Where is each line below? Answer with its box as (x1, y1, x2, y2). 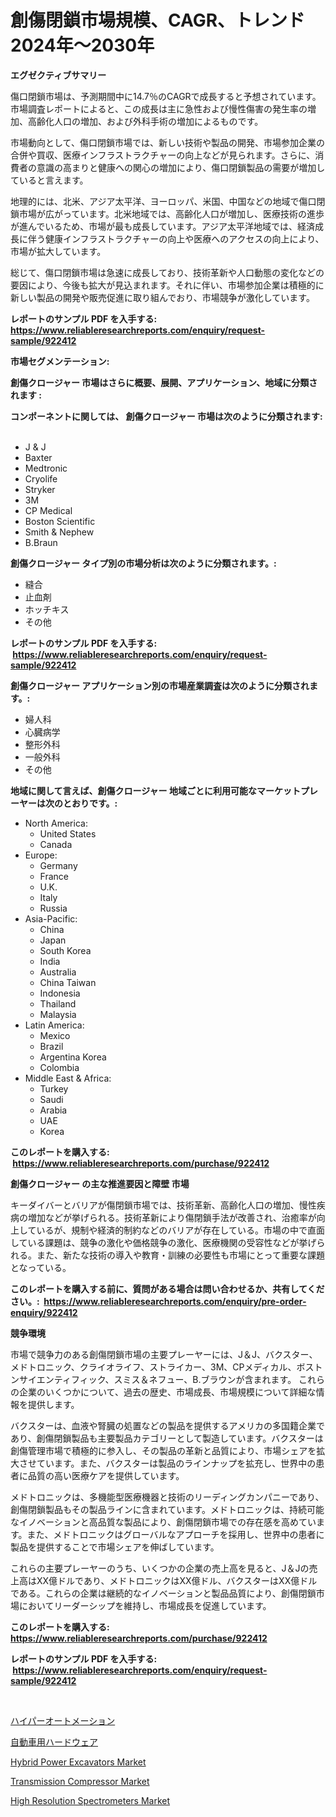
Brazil (39, 1040, 64, 1052)
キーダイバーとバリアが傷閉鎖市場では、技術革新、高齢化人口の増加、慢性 (10, 1199, 317, 1211)
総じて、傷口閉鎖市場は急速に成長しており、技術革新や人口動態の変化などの (10, 266, 325, 278)
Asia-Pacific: (24, 912, 78, 925)
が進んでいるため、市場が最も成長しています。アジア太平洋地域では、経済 (10, 220, 315, 232)
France (39, 870, 70, 882)
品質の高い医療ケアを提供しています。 (27, 1469, 185, 1481)
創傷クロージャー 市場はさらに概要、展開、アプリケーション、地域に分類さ (10, 376, 318, 388)
